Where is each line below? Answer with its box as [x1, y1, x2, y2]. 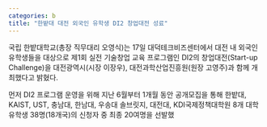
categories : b [8, 11, 57, 20]
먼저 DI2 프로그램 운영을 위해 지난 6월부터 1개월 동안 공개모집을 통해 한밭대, [8, 89, 247, 99]
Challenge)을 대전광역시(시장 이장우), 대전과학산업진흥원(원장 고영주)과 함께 [8, 62, 250, 72]
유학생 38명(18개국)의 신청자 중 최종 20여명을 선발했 [8, 109, 175, 119]
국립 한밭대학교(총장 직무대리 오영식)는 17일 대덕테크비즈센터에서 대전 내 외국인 [8, 42, 259, 52]
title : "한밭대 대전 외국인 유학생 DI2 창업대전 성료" [8, 19, 168, 27]
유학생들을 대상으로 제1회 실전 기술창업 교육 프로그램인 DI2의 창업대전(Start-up [8, 52, 258, 62]
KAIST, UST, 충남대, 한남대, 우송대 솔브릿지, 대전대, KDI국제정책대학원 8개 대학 [8, 100, 259, 109]
